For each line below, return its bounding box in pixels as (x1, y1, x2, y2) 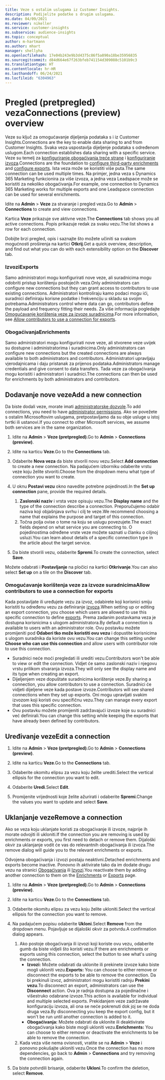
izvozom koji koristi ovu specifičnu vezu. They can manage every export (12, 697, 157, 703)
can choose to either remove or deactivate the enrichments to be (27, 1029, 159, 1035)
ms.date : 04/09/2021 (5, 16, 48, 21)
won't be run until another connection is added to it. (27, 1014, 132, 1020)
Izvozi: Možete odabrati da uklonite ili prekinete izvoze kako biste (27, 962, 160, 968)
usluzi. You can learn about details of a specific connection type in (19, 535, 153, 541)
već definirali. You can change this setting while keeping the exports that (12, 713, 158, 719)
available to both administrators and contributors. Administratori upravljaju (5, 356, 156, 361)
